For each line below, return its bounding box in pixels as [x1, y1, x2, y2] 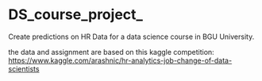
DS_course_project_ [8, 6, 143, 24]
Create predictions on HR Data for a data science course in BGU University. [8, 32, 255, 41]
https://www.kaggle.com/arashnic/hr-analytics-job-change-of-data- [8, 56, 233, 65]
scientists [8, 64, 40, 73]
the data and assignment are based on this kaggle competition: [8, 47, 214, 56]
